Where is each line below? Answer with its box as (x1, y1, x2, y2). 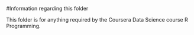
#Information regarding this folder (6, 5, 89, 12)
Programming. (6, 23, 41, 29)
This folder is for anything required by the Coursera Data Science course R (6, 16, 188, 23)
